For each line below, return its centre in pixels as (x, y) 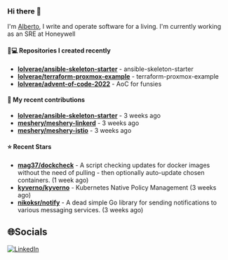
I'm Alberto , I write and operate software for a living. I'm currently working (114, 27)
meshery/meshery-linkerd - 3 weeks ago (78, 123)
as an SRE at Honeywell (41, 34)
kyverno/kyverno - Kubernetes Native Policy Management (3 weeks (117, 187)
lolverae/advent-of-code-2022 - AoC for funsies (89, 84)
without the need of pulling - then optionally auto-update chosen (111, 172)
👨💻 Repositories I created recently (59, 50)
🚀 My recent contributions (46, 100)
